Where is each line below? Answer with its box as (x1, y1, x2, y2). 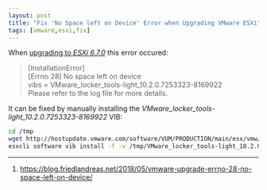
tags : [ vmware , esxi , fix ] (8, 26, 91, 34)
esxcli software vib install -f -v (8, 142, 126, 150)
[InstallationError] (27, 63, 85, 73)
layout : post (8, 11, 52, 20)
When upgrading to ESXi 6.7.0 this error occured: (8, 48, 168, 58)
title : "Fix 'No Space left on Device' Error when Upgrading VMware (8, 19, 240, 27)
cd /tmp (8, 127, 34, 135)
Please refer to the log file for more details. (27, 89, 168, 98)
